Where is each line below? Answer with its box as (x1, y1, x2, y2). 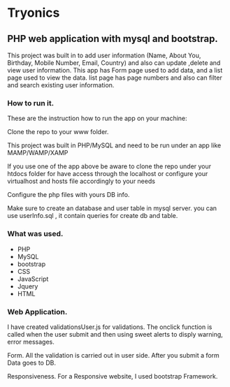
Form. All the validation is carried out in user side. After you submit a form (7, 351, 220, 359)
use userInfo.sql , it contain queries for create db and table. (7, 212, 178, 220)
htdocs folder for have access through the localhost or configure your (7, 170, 208, 178)
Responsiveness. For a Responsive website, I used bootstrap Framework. (7, 372, 218, 380)
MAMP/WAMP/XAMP (7, 149, 69, 157)
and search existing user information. (7, 81, 115, 89)
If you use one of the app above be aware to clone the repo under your (7, 162, 212, 170)
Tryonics (7, 5, 60, 21)
